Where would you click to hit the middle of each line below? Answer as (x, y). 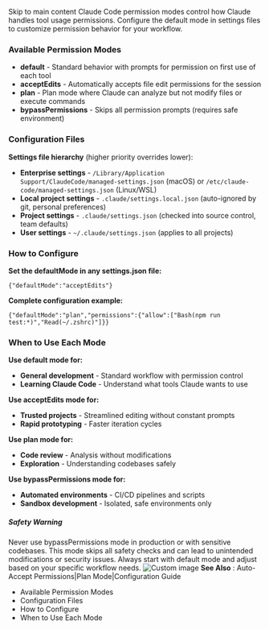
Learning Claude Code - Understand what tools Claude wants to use (134, 384)
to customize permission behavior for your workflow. (96, 29)
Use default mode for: (45, 360)
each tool (35, 76)
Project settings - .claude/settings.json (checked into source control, (138, 215)
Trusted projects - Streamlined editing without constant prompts (127, 416)
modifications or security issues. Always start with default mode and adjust (132, 560)
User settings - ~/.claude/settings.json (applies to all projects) (126, 232)
